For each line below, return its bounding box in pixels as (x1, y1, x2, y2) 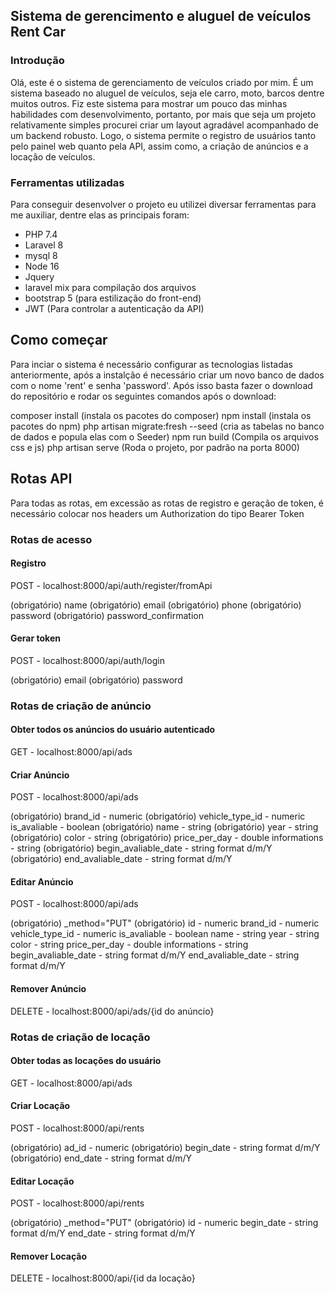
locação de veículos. (10, 150, 96, 163)
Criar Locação (10, 1100, 71, 1112)
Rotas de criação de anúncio (10, 699, 152, 713)
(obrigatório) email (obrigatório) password (10, 674, 183, 686)
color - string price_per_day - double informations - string (10, 939, 249, 951)
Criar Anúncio (10, 769, 70, 781)
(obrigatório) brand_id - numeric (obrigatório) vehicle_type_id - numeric (10, 810, 306, 823)
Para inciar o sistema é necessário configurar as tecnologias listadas (10, 358, 293, 370)
